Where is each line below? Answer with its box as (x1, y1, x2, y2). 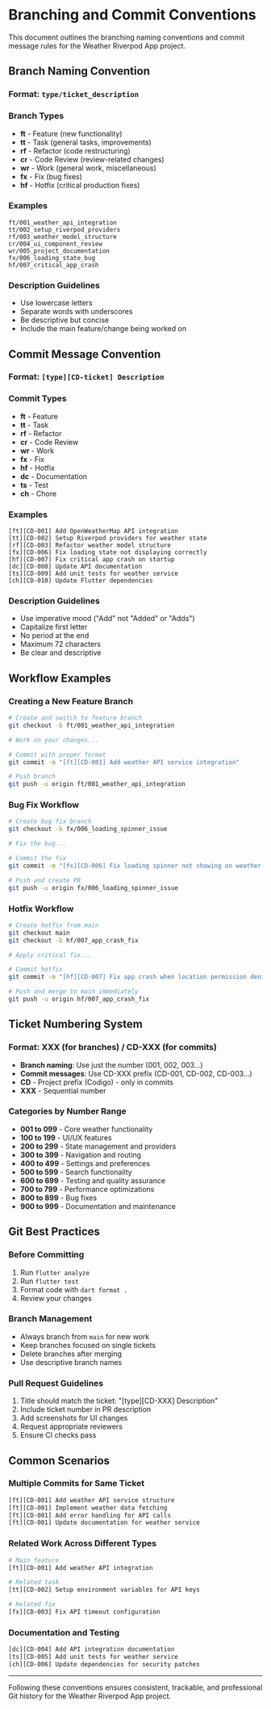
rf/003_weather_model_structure (8, 233, 117, 241)
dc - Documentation (19, 471, 87, 481)
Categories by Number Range (8, 1106, 127, 1117)
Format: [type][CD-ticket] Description (8, 372, 165, 383)
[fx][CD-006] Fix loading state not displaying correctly (8, 548, 207, 556)
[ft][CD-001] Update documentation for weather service (8, 1518, 200, 1527)
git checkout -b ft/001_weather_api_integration (8, 721, 175, 729)
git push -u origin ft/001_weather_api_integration (8, 780, 186, 788)
